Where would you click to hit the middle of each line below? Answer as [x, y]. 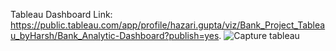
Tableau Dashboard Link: [61, 14]
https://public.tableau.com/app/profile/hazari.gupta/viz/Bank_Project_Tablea [168, 25]
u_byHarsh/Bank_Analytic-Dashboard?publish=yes [115, 35]
